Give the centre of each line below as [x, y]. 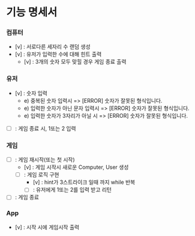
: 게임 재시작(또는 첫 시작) [45, 160]
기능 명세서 [32, 12]
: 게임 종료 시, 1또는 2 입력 [45, 128]
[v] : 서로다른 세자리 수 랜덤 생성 [53, 47]
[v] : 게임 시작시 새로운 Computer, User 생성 [76, 167]
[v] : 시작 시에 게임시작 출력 [47, 227]
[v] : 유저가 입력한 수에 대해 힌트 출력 [58, 54]
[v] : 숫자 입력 [31, 93]
